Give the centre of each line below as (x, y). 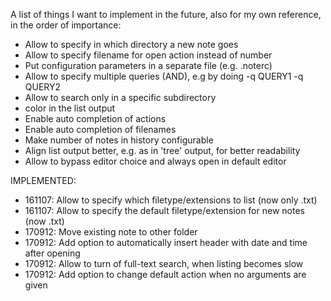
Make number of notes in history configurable (119, 140)
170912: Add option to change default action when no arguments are (165, 274)
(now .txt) (44, 221)
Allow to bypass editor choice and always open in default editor (155, 161)
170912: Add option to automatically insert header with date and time (166, 242)
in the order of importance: (66, 25)
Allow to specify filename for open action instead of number (148, 55)
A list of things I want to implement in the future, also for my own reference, (166, 14)
